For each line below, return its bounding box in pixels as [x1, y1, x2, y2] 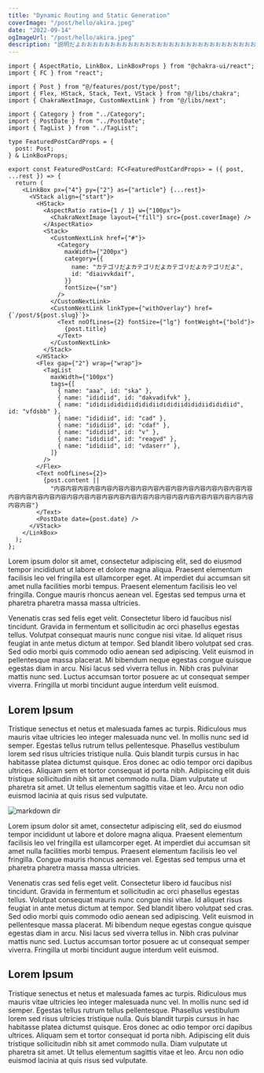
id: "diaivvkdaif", [71, 270, 135, 278]
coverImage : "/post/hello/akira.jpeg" [8, 19, 135, 27]
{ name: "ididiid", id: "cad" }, [57, 414, 167, 423]
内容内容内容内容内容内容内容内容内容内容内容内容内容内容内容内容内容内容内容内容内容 [8, 493, 254, 502]
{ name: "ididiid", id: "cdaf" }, [57, 421, 170, 429]
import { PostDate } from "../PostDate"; [8, 117, 146, 126]
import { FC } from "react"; [8, 69, 104, 77]
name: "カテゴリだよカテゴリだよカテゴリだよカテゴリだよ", [71, 263, 244, 271]
